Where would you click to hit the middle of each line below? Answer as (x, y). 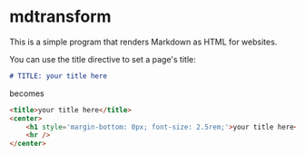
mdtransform (60, 17)
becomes (27, 93)
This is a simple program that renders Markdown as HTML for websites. (143, 42)
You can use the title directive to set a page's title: (103, 59)
